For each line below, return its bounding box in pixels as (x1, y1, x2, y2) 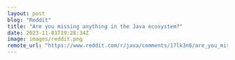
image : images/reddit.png (7, 36, 83, 43)
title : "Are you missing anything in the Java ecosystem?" (7, 23, 183, 30)
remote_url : (7, 42, 42, 49)
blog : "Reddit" (7, 17, 52, 23)
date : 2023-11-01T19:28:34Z (7, 29, 90, 37)
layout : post (7, 10, 45, 17)
